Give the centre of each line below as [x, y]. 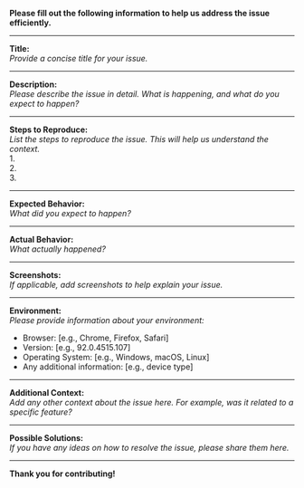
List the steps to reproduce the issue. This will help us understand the [139, 139]
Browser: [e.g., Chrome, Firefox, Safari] [95, 338]
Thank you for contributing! [62, 474]
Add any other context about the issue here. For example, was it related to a [152, 402]
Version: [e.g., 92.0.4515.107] [76, 347]
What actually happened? [58, 249]
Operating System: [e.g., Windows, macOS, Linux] [116, 357]
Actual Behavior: [42, 239]
